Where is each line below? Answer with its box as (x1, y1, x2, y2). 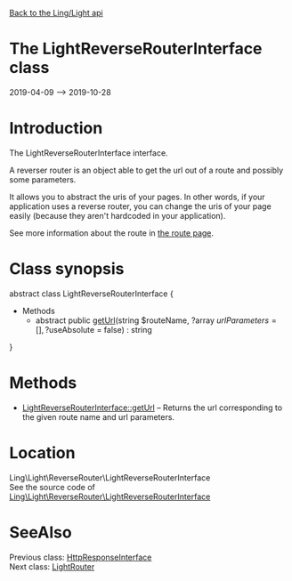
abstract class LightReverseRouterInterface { (9, 288, 174, 299)
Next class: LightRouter (9, 561, 95, 572)
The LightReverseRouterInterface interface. (9, 147, 168, 158)
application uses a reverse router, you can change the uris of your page (9, 200, 272, 212)
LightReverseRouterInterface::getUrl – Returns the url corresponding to (21, 402, 283, 413)
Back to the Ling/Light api (9, 8, 104, 18)
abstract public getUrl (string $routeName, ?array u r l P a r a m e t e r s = (35, 315, 278, 326)
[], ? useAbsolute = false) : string (35, 324, 153, 335)
